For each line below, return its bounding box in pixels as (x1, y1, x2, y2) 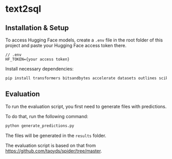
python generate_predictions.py (5, 123, 74, 128)
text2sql (5, 3, 41, 15)
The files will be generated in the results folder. (5, 132, 106, 139)
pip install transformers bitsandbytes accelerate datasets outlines (5, 76, 157, 81)
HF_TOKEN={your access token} (5, 57, 70, 62)
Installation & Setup (5, 24, 69, 32)
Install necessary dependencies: (5, 66, 74, 72)
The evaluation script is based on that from (5, 142, 96, 148)
